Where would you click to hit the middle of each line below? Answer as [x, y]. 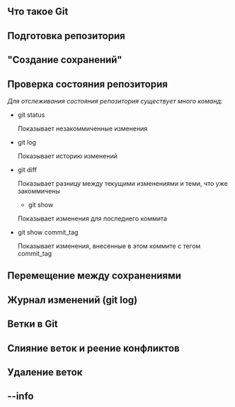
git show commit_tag [48, 232]
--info [21, 396]
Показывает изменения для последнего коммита [92, 218]
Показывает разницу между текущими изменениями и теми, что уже [122, 183]
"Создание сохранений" [65, 60]
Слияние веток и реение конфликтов [94, 348]
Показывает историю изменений [68, 156]
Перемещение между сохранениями [94, 276]
